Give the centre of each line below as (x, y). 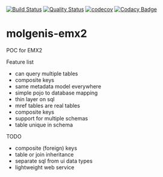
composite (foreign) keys (46, 148)
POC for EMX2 (24, 50)
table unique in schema (44, 125)
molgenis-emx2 (47, 34)
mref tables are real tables (47, 105)
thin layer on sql (35, 99)
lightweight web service (45, 167)
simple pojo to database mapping (56, 93)
